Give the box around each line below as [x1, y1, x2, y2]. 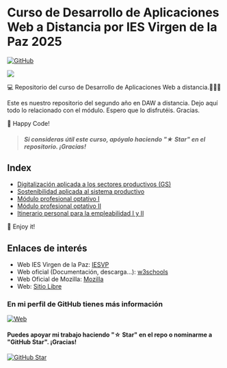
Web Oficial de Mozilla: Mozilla [16, 275, 104, 283]
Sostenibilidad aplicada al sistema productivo [16, 187, 145, 196]
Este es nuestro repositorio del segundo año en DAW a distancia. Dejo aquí [7, 98, 218, 107]
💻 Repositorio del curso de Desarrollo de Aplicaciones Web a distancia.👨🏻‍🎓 [7, 83, 222, 91]
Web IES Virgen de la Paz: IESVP [16, 261, 109, 269]
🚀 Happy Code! [7, 119, 50, 127]
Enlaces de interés [7, 242, 88, 254]
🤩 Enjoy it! [7, 222, 36, 231]
